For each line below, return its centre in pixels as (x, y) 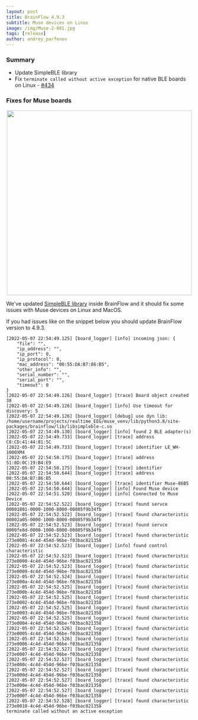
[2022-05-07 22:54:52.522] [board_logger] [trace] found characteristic (98, 514)
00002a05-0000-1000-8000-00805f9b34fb (54, 519)
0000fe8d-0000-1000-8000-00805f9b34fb (54, 530)
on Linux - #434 (34, 85)
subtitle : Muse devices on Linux (47, 22)
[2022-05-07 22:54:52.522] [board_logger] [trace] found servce (87, 504)
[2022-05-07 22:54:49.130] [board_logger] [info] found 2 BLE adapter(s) (99, 432)
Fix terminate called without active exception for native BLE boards (100, 79)
